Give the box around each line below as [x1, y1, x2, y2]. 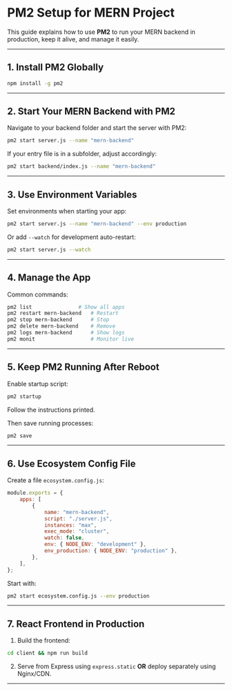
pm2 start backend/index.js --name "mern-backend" [7, 163, 156, 170]
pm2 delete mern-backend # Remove [7, 323, 116, 330]
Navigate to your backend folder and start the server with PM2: [7, 124, 187, 132]
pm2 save [7, 432, 32, 439]
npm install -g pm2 [7, 79, 64, 87]
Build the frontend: [17, 636, 70, 645]
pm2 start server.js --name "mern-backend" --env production [7, 220, 187, 227]
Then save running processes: [7, 419, 94, 427]
